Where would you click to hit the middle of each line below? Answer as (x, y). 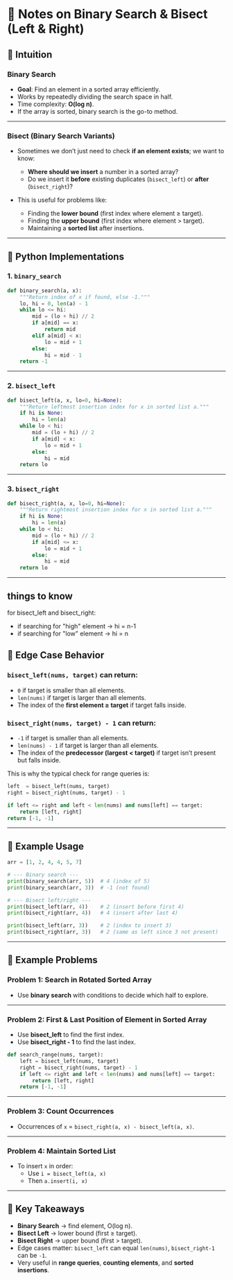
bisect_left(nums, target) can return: (73, 675)
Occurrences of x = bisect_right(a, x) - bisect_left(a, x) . (106, 1126)
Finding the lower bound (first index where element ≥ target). (115, 214)
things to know (40, 596)
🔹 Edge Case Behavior (56, 655)
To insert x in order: (45, 1166)
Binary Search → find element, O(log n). (75, 1226)
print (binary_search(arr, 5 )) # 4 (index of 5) (79, 881)
